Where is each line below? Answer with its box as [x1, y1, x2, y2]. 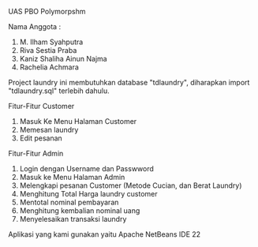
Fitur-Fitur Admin [8, 149, 64, 158]
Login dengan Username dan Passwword [19, 164, 154, 173]
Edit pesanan [19, 133, 63, 143]
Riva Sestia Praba [19, 46, 77, 54]
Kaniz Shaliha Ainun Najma [19, 54, 108, 63]
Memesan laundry [19, 125, 79, 134]
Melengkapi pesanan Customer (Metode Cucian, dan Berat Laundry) [19, 181, 242, 190]
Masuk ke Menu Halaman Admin [19, 173, 125, 182]
